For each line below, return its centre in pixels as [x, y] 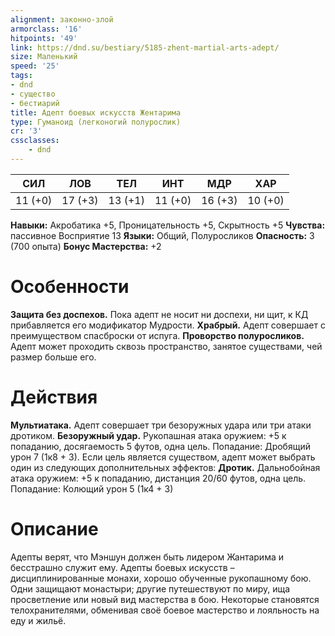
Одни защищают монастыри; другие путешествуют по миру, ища [150, 588]
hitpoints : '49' [44, 38]
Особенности [70, 287]
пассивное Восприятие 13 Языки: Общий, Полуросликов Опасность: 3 [162, 235]
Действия [54, 397]
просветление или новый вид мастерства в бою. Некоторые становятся [165, 599]
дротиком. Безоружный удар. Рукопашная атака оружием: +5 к [148, 435]
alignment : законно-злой [62, 19]
